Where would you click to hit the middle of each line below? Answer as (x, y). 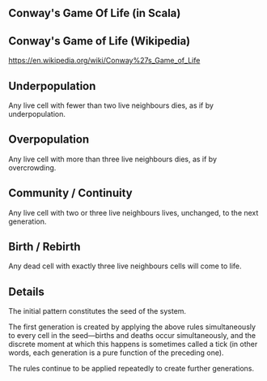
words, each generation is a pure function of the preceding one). (116, 353)
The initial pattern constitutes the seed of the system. (97, 311)
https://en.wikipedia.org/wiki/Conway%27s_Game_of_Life (104, 61)
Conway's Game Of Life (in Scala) (95, 13)
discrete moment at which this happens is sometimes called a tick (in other (133, 345)
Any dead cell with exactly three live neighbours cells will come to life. (125, 266)
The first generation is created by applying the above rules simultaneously (132, 327)
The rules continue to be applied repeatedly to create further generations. (131, 369)
